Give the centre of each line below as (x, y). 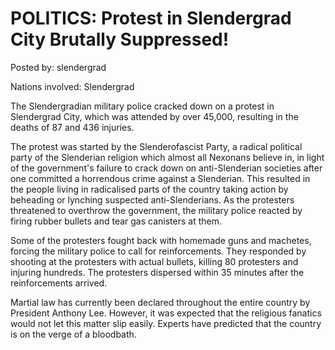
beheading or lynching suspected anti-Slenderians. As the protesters (152, 199)
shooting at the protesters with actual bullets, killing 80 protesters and (154, 261)
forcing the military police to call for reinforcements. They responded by (158, 251)
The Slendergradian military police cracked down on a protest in (142, 106)
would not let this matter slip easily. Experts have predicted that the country (166, 323)
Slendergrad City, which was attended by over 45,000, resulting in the (154, 116)
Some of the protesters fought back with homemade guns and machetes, (161, 240)
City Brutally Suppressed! (120, 39)
